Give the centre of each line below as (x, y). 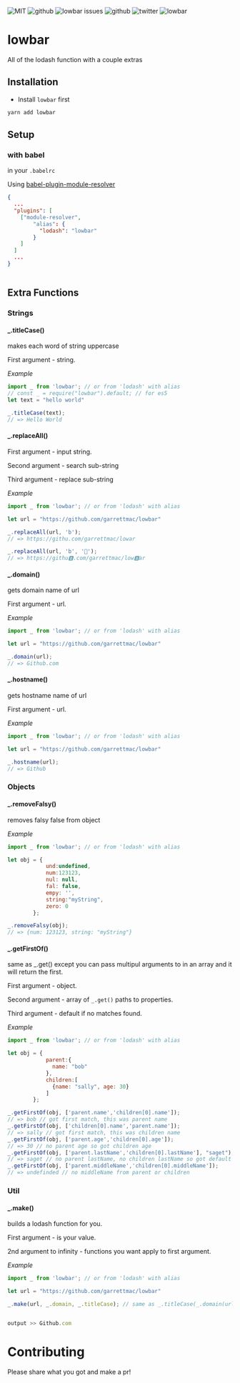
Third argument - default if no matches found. (75, 1014)
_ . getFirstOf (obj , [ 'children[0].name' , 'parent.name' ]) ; (94, 1126)
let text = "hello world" (46, 400)
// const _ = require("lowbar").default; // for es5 (87, 394)
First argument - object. (42, 986)
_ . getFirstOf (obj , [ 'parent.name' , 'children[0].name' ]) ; (94, 1113)
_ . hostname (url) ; (33, 762)
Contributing (46, 1352)
